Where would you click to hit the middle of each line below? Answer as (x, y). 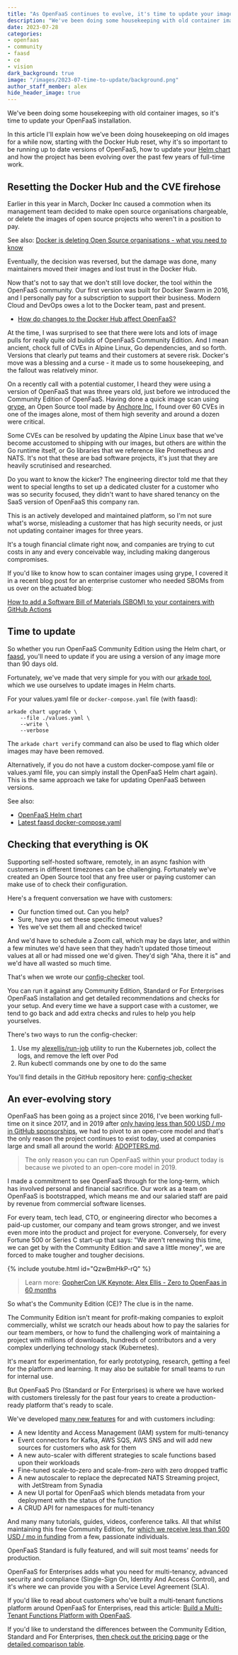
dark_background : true (41, 73)
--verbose (35, 730)
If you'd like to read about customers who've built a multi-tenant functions (115, 1600)
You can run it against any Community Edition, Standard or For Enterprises (116, 990)
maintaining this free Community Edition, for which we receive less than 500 (119, 1529)
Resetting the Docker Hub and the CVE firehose (114, 187)
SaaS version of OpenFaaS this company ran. (73, 502)
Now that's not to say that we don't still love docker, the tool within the (110, 282)
